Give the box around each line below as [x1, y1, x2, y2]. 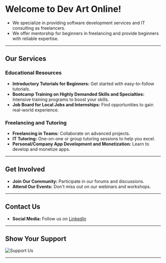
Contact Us [5, 203, 41, 211]
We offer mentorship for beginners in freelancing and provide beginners [12, 30, 159, 36]
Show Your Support [5, 234, 67, 243]
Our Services [5, 54, 46, 63]
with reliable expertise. [12, 36, 59, 42]
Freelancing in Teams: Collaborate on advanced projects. [12, 130, 130, 136]
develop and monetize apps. [12, 146, 71, 152]
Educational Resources [5, 69, 62, 76]
